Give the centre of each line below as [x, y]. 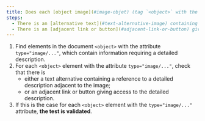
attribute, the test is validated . [54, 111]
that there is [30, 72]
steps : [15, 18]
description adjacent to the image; [67, 86]
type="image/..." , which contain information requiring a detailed [96, 53]
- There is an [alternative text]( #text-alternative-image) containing [105, 23]
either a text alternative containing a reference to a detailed [99, 79]
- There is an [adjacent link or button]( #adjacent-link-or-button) [101, 29]
